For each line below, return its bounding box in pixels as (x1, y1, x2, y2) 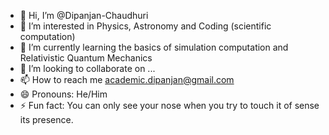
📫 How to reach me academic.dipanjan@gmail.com (19, 74, 235, 85)
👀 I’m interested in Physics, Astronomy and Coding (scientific (19, 20, 272, 32)
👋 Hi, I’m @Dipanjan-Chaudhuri (19, 10, 149, 21)
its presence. (19, 114, 74, 125)
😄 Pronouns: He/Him (19, 88, 108, 100)
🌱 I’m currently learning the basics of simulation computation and (19, 41, 289, 53)
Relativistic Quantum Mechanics (19, 52, 153, 64)
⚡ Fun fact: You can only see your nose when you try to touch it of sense (19, 100, 320, 111)
